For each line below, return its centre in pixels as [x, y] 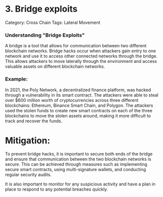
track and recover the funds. [34, 121]
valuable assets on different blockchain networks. [55, 66]
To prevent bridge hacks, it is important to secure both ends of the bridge [79, 154]
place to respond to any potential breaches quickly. [57, 189]
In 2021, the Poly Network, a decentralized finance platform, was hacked [78, 90]
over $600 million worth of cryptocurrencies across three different [72, 100]
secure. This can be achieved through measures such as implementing [76, 164]
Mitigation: [28, 140]
